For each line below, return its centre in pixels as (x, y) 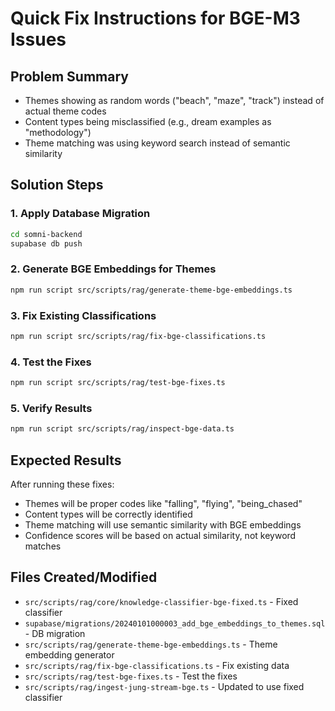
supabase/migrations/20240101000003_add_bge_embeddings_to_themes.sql (175, 623)
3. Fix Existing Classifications (83, 315)
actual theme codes (65, 111)
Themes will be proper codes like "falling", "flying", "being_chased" (163, 503)
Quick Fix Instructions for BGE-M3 (155, 18)
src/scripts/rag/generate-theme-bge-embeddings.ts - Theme (151, 644)
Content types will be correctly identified (108, 514)
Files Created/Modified (84, 577)
